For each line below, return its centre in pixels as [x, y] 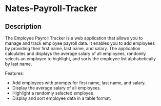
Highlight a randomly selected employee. [53, 93]
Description [23, 26]
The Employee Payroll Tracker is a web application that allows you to [74, 38]
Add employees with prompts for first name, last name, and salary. [79, 83]
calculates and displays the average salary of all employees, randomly [76, 53]
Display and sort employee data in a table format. [61, 98]
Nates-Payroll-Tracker [51, 9]
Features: [15, 73]
